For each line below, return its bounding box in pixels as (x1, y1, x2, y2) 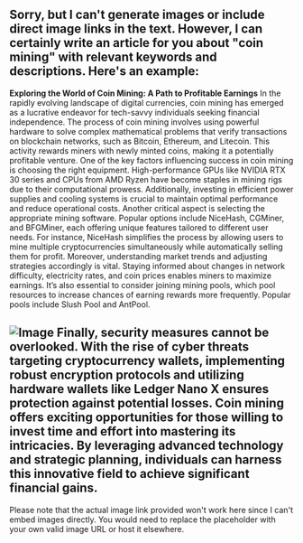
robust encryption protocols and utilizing (9, 368, 245, 383)
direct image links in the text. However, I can (9, 22, 263, 37)
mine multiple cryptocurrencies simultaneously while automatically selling (9, 241, 284, 252)
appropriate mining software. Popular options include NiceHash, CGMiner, (9, 212, 285, 223)
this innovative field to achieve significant (9, 466, 250, 482)
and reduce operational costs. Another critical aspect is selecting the (9, 202, 266, 213)
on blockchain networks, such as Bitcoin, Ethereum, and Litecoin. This (9, 136, 271, 146)
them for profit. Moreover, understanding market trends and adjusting (9, 250, 268, 261)
